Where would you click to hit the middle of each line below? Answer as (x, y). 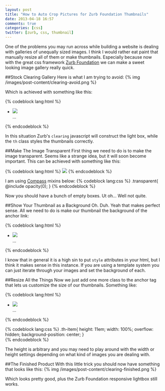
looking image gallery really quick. (40, 68)
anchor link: (17, 216)
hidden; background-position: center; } (45, 334)
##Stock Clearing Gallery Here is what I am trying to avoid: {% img (73, 77)
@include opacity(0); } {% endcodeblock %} (50, 186)
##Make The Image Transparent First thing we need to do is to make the (78, 151)
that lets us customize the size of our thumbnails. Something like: (71, 285)
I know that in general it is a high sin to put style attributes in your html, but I (82, 260)
